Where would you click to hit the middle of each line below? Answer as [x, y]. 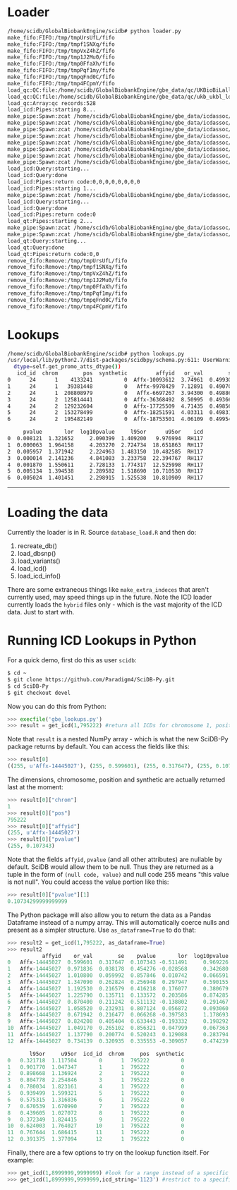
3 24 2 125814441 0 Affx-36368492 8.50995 [105, 399]
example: [20, 1160]
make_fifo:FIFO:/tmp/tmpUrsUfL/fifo [61, 37]
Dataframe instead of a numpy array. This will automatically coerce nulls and [119, 922]
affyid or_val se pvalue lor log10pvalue [135, 956]
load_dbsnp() [37, 554]
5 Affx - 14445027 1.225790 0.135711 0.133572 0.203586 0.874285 [118, 995]
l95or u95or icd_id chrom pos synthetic [107, 1054]
